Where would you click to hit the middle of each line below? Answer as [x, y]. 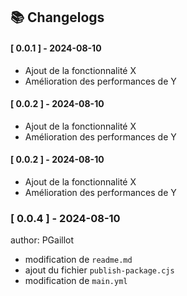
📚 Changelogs [57, 17]
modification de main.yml [76, 281]
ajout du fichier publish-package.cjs [99, 270]
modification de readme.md [78, 260]
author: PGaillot [42, 240]
